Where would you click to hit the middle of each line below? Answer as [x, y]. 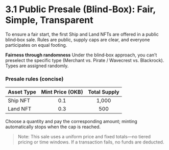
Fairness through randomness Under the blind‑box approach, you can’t [81, 55]
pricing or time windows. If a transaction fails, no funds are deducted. [91, 142]
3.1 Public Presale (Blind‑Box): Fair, [80, 9]
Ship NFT [19, 101]
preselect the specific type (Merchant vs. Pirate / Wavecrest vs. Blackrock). [85, 60]
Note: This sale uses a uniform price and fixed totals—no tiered [84, 137]
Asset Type [22, 92]
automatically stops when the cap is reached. [53, 127]
